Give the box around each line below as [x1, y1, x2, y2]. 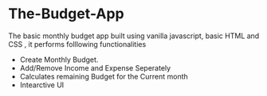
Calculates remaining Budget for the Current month [19, 71, 189, 81]
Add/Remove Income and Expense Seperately [19, 63, 171, 72]
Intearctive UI [19, 80, 65, 90]
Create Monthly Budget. [19, 55, 99, 64]
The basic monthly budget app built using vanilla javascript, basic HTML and [8, 31, 260, 40]
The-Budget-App [8, 5, 125, 23]
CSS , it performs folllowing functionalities [8, 39, 147, 48]
